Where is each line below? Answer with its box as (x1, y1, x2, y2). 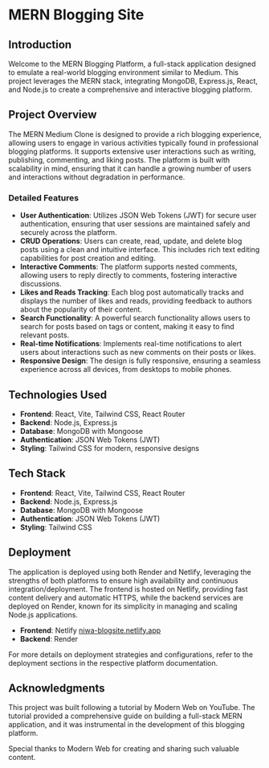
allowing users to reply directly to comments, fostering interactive (19, 270, 238, 280)
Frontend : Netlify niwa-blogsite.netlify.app (19, 626, 161, 635)
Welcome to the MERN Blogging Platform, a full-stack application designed (8, 59, 256, 68)
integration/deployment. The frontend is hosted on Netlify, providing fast (8, 584, 248, 593)
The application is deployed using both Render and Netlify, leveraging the (8, 567, 251, 576)
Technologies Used (8, 388, 107, 402)
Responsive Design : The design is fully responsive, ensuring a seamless (19, 356, 261, 365)
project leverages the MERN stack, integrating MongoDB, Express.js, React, (8, 76, 259, 85)
